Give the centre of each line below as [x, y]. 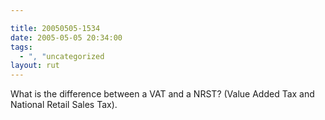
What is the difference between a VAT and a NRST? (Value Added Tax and [162, 94]
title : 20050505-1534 [55, 28]
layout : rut [35, 66]
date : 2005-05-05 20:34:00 [66, 37]
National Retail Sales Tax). [64, 105]
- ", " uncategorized [62, 56]
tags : [21, 47]
